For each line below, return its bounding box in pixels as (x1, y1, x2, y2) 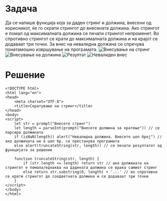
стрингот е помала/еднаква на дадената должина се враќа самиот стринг (5, 165, 157, 170)
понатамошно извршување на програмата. (5, 46, 97, 52)
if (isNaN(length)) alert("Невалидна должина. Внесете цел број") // (14, 134, 162, 139)
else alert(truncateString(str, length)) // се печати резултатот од (14, 143, 162, 148)
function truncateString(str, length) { (14, 156, 99, 161)
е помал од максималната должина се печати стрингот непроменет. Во (5, 30, 159, 36)
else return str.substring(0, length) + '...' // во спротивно (23, 169, 157, 174)
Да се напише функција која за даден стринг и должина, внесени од (5, 20, 151, 26)
